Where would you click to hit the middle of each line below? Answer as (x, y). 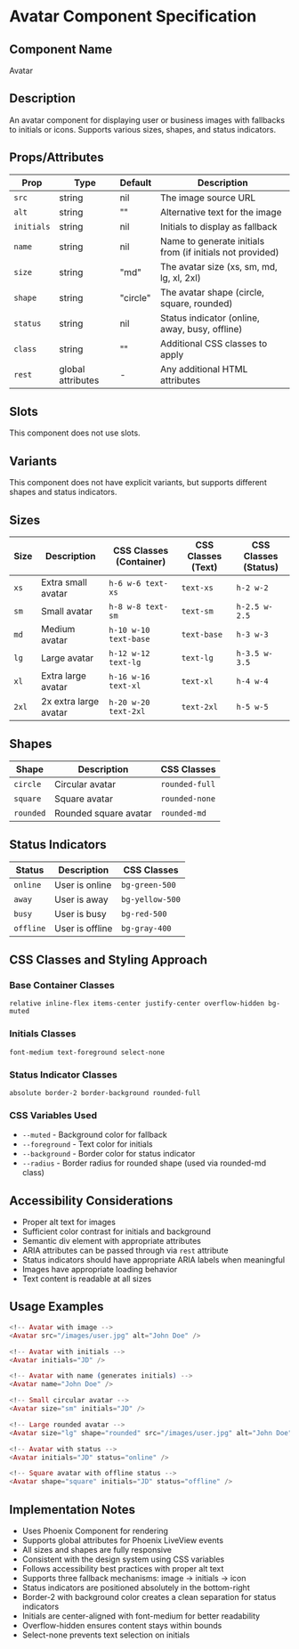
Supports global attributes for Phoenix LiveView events (123, 1540)
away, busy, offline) (201, 329)
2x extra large (70, 702)
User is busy (81, 914)
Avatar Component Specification (133, 16)
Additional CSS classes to (214, 343)
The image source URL (208, 198)
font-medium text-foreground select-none (87, 1052)
